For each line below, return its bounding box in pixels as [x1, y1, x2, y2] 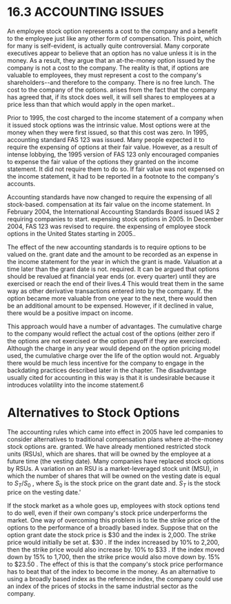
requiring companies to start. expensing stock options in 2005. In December [7, 214, 224, 223]
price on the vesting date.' [7, 487, 81, 496]
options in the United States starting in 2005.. [7, 229, 137, 238]
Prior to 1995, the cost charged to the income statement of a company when [7, 113, 224, 121]
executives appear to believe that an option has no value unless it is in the [7, 49, 217, 57]
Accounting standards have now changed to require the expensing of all [7, 192, 212, 201]
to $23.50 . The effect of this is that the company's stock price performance [7, 560, 223, 568]
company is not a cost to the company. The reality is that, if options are [7, 63, 209, 72]
